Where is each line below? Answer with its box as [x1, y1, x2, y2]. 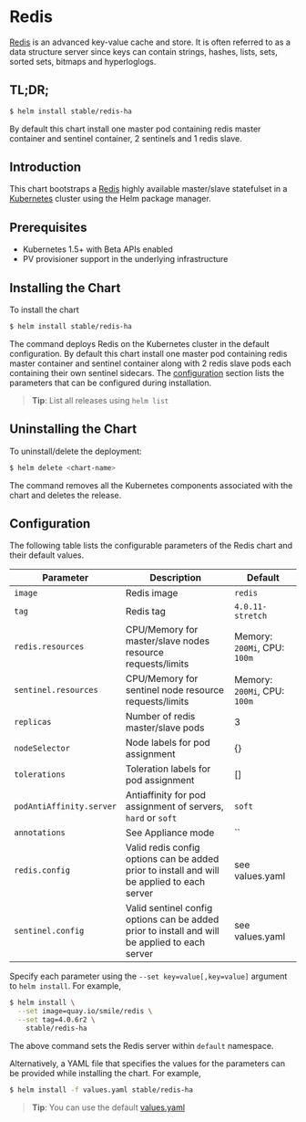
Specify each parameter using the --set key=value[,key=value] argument [9, 970, 288, 982]
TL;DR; [9, 82, 50, 98]
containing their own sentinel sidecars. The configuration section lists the [9, 367, 285, 378]
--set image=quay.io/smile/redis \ [17, 1007, 153, 1016]
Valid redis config [126, 842, 200, 855]
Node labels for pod [126, 737, 211, 750]
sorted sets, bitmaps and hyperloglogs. [9, 56, 157, 67]
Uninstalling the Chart [9, 422, 138, 437]
